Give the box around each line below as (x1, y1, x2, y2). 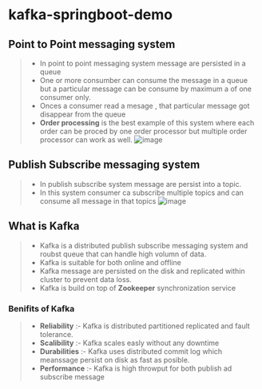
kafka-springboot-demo (8, 6, 173, 24)
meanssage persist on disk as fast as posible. (39, 355, 190, 364)
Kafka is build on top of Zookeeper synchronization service (39, 283, 236, 292)
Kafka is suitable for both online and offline (39, 257, 181, 267)
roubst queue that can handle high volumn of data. (39, 249, 207, 259)
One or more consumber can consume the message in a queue (39, 76, 248, 85)
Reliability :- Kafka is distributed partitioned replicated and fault (39, 321, 250, 331)
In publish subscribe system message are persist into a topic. (39, 179, 242, 189)
